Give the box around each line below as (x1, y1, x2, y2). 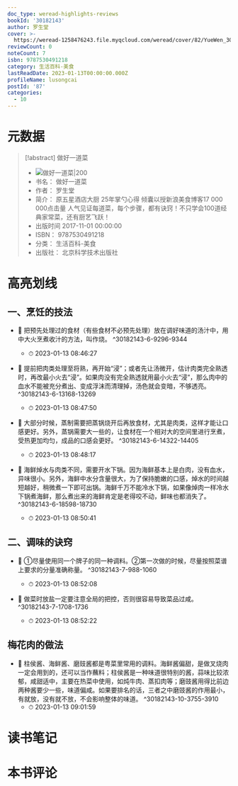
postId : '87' (7, 83, 46, 90)
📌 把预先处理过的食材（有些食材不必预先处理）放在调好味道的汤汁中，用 (17, 326, 229, 334)
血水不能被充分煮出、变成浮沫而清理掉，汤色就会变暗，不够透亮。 (17, 382, 210, 390)
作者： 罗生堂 (35, 186, 75, 195)
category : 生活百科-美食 (7, 63, 74, 70)
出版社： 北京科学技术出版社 (35, 248, 118, 256)
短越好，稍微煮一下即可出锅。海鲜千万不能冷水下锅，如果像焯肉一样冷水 (17, 483, 229, 491)
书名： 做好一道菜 (35, 177, 87, 186)
